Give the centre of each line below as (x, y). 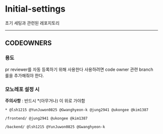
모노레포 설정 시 (22, 89)
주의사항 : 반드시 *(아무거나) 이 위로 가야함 (45, 100)
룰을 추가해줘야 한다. (24, 75)
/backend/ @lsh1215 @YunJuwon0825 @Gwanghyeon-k (55, 127)
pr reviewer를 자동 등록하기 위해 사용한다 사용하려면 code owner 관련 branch (79, 69)
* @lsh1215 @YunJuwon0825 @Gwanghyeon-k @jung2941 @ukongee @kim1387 (77, 110)
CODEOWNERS (28, 43)
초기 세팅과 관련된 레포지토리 (32, 23)
